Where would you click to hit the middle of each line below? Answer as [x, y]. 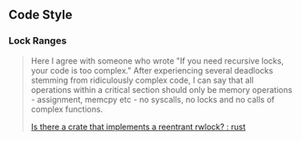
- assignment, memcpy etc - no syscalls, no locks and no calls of [152, 99]
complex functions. [67, 109]
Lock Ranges [38, 41]
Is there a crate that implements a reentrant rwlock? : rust [138, 126]
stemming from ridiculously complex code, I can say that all [142, 80]
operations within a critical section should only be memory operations [161, 89]
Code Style [40, 15]
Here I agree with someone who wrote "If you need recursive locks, [157, 60]
